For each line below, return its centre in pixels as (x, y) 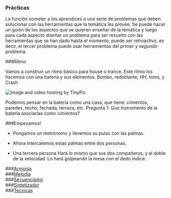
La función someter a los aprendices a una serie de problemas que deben (83, 19)
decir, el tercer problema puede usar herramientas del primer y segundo (81, 46)
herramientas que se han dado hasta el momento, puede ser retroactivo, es (85, 41)
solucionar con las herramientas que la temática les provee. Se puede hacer (85, 24)
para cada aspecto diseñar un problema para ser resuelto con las (74, 35)
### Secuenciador (24, 179)
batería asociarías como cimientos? (43, 113)
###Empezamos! (23, 123)
